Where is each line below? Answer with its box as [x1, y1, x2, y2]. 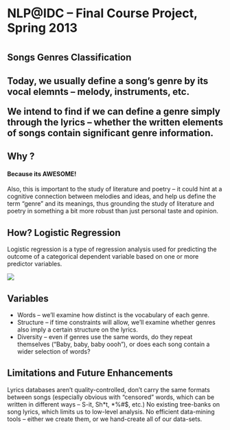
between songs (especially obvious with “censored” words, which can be [7, 393, 215, 401]
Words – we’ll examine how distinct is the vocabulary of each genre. [16, 310, 210, 319]
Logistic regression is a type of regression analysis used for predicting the [7, 245, 218, 253]
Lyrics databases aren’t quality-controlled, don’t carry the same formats [7, 385, 211, 394]
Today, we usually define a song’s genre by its [7, 75, 209, 87]
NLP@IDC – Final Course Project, [7, 6, 198, 21]
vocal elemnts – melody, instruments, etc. [7, 85, 190, 98]
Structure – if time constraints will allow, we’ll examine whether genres [16, 318, 216, 326]
